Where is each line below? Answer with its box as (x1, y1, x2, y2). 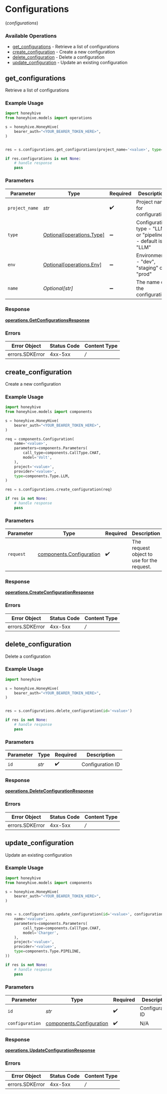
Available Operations (5, 32, 57, 39)
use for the (132, 557, 158, 564)
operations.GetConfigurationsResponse (5, 317, 90, 323)
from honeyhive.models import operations (5, 115, 92, 120)
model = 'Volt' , (23, 455, 52, 460)
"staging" (136, 264, 159, 271)
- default (136, 237, 158, 244)
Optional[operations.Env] (43, 261, 102, 268)
